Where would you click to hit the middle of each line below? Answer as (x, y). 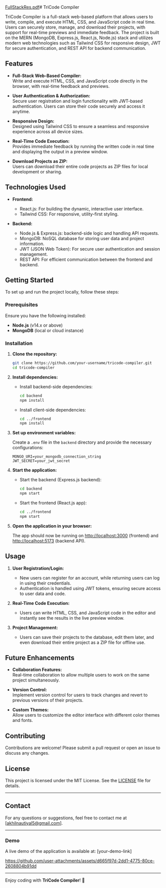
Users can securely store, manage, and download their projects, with (75, 27)
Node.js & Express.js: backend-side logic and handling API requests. (89, 233)
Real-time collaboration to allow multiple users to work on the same (81, 675)
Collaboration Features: (37, 670)
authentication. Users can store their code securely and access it (79, 106)
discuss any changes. (27, 753)
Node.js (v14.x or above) (38, 325)
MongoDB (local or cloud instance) (48, 330)
